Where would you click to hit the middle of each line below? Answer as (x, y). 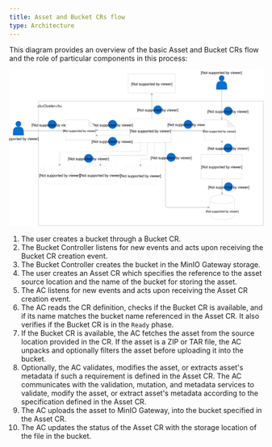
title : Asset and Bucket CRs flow (67, 17)
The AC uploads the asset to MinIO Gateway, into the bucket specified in (141, 411)
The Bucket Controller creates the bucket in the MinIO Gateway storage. (140, 265)
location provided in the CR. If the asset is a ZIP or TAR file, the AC (131, 342)
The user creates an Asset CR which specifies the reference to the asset (141, 274)
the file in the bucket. (56, 437)
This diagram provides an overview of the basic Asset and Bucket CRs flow (134, 49)
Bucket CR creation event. (64, 256)
